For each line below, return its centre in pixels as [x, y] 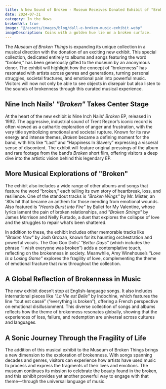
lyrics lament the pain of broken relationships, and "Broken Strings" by [77, 212]
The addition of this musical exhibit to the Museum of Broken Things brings [82, 350]
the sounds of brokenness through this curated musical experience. [74, 89]
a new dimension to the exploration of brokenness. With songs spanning [79, 355]
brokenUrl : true [22, 23]
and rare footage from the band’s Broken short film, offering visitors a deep [82, 153]
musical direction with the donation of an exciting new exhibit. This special [81, 52]
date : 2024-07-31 [23, 14]
